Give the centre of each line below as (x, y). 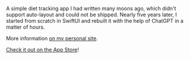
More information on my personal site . (52, 38)
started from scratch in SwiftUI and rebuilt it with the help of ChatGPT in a (95, 21)
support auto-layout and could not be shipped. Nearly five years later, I (92, 15)
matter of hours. (25, 27)
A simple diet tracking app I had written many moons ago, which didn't (91, 8)
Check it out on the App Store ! (42, 50)
